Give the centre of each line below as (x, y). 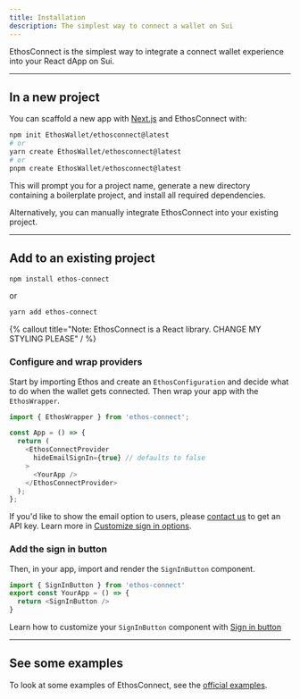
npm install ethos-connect (59, 279)
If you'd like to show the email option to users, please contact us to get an (145, 517)
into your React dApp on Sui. (62, 61)
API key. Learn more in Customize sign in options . (100, 526)
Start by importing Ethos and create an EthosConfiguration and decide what (149, 382)
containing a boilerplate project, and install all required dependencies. (137, 195)
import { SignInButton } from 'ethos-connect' (97, 585)
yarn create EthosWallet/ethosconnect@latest (95, 152)
